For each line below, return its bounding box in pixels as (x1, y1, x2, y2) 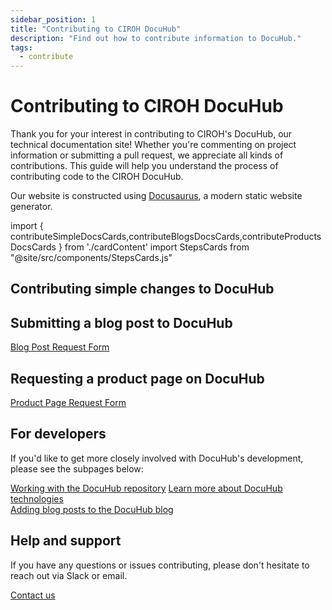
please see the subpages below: (10, 462, 144, 475)
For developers (10, 426, 107, 443)
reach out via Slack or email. (10, 569, 128, 581)
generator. (10, 201, 53, 213)
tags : (10, 42, 33, 53)
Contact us (10, 589, 56, 601)
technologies (10, 492, 64, 505)
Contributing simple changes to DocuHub (10, 281, 275, 298)
